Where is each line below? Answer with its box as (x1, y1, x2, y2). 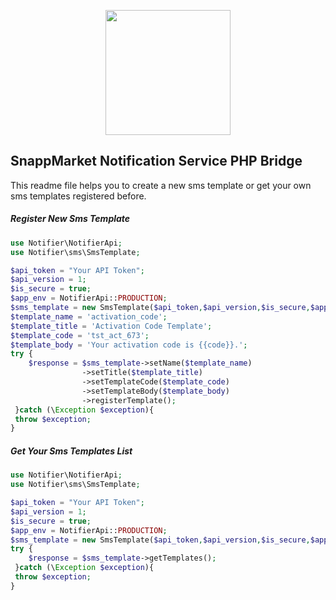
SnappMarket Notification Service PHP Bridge (10, 153, 303, 170)
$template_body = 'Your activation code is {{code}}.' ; (10, 340, 248, 350)
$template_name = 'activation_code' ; (10, 311, 168, 322)
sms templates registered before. (10, 190, 147, 202)
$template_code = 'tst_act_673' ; (10, 330, 150, 340)
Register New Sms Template (10, 213, 131, 225)
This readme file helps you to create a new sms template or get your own (10, 179, 312, 191)
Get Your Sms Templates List (10, 445, 133, 457)
